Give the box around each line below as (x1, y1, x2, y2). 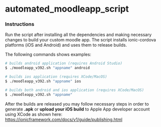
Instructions (5, 21, 35, 28)
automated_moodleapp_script (5, 3, 129, 15)
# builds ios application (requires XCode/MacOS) (5, 74, 108, 79)
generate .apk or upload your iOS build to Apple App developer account (5, 106, 150, 112)
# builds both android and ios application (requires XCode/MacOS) (5, 88, 145, 92)
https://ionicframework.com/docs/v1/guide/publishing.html (5, 116, 123, 122)
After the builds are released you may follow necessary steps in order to (5, 101, 149, 107)
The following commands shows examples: (5, 52, 91, 57)
